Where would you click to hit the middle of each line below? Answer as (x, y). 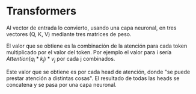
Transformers (41, 11)
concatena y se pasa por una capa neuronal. (62, 84)
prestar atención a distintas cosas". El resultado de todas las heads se (93, 78)
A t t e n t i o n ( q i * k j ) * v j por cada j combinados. (61, 59)
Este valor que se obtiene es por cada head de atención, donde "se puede (98, 72)
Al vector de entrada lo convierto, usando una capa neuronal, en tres (91, 28)
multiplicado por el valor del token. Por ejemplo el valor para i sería (89, 52)
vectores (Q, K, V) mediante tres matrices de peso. (69, 34)
